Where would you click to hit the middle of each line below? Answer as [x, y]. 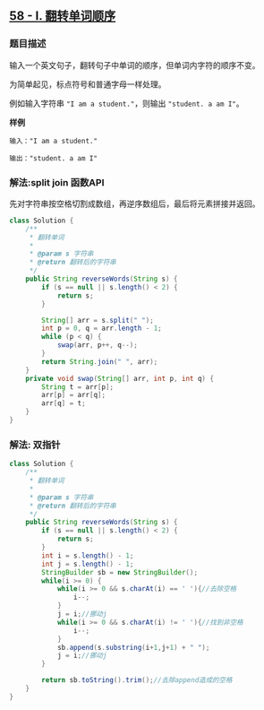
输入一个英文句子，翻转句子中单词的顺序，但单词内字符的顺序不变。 [135, 65]
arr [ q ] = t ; [64, 403]
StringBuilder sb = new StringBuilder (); [120, 572]
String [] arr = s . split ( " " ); [98, 320]
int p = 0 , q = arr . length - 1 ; [102, 329]
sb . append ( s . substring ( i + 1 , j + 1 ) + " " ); [133, 647]
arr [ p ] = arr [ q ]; [73, 395]
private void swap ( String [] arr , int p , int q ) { [120, 378]
